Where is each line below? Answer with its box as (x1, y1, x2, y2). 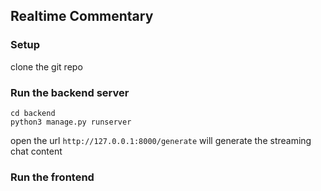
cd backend (10, 108, 56, 118)
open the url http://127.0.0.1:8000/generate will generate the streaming (10, 134, 312, 146)
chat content (10, 145, 63, 157)
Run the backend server (10, 85, 130, 99)
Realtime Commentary (10, 8, 154, 25)
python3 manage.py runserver (10, 117, 132, 127)
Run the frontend (10, 170, 95, 184)
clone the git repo (10, 60, 83, 73)
